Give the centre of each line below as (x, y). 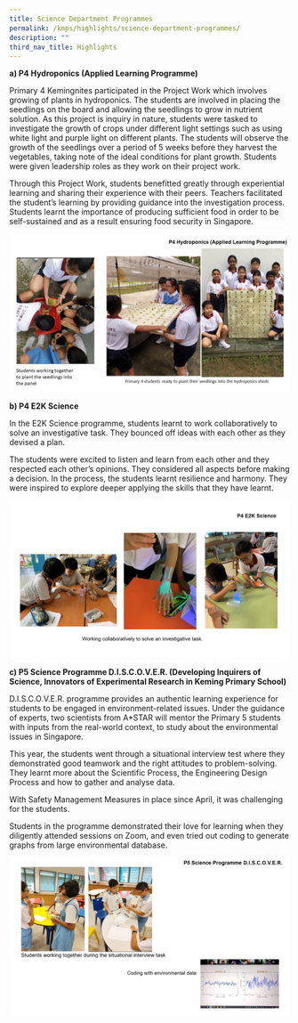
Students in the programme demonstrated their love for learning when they (146, 826)
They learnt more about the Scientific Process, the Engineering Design (138, 773)
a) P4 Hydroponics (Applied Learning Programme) (104, 73)
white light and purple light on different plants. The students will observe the (149, 138)
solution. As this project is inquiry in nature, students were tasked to (133, 119)
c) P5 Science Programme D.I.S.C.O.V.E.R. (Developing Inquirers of (135, 672)
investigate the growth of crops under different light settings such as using (146, 128)
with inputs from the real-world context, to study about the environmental (144, 727)
